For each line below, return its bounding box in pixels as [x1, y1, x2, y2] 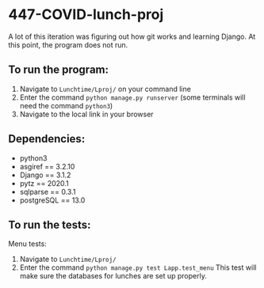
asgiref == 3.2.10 [19, 161, 75, 171]
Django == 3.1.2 [19, 170, 71, 180]
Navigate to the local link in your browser [19, 109, 154, 119]
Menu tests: [8, 239, 48, 248]
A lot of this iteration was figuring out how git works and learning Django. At [8, 32, 256, 41]
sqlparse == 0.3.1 [19, 187, 76, 196]
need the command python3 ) [19, 100, 113, 110]
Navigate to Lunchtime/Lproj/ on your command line [19, 84, 192, 93]
